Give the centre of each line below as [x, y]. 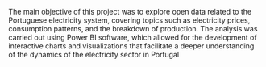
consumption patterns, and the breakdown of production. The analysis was [133, 29]
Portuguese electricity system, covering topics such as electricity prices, [129, 20]
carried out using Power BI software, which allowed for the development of [133, 37]
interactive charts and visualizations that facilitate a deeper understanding [131, 46]
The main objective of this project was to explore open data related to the [130, 12]
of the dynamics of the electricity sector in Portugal [94, 54]
